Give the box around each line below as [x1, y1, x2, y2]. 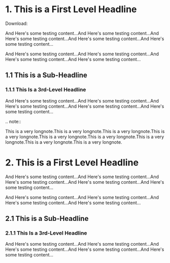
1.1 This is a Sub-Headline [5, 71, 87, 80]
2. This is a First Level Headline [5, 156, 139, 168]
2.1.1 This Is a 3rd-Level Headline [5, 229, 87, 237]
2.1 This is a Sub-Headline [5, 214, 89, 223]
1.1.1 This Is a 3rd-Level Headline [5, 86, 86, 93]
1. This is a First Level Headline [5, 4, 137, 15]
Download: [5, 20, 28, 26]
